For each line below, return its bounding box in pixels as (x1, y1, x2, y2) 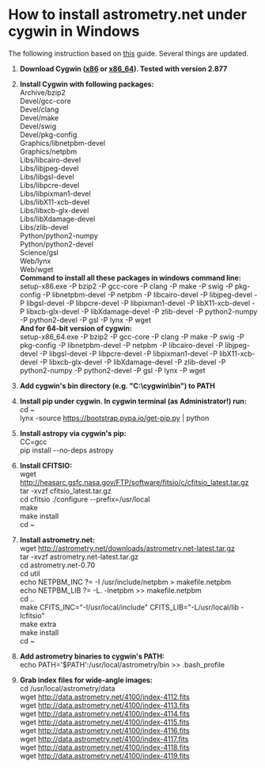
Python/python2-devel (19, 239, 93, 249)
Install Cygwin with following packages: (19, 79, 154, 89)
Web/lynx (19, 256, 51, 266)
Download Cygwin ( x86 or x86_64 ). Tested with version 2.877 (19, 63, 228, 73)
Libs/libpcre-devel (19, 180, 80, 189)
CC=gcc (19, 437, 47, 446)
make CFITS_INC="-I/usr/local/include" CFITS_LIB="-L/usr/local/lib (19, 602, 240, 612)
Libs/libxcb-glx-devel (19, 205, 89, 215)
